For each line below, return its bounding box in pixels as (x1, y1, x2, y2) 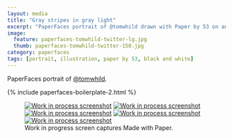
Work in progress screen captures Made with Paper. (24, 123, 173, 132)
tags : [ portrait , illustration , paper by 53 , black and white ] (7, 56, 194, 63)
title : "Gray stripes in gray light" (7, 17, 116, 24)
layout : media (7, 10, 49, 17)
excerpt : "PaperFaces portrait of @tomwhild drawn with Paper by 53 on (7, 23, 218, 30)
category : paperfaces (7, 49, 70, 56)
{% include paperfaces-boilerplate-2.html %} (7, 88, 137, 96)
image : (7, 29, 26, 37)
